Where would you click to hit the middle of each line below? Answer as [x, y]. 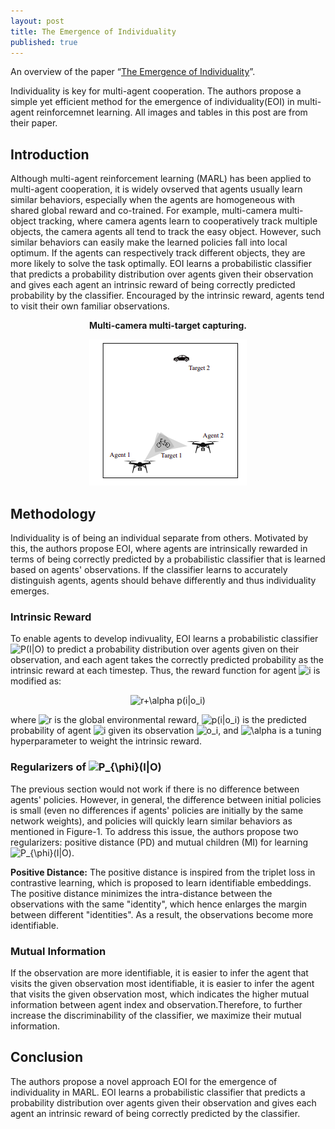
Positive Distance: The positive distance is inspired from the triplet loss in [163, 872]
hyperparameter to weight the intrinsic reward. [106, 741]
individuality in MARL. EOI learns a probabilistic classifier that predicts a [158, 1092]
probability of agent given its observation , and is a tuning [166, 731]
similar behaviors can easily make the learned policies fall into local [149, 242]
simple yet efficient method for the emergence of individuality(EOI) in [152, 102]
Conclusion [47, 1057]
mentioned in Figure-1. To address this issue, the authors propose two [154, 831]
